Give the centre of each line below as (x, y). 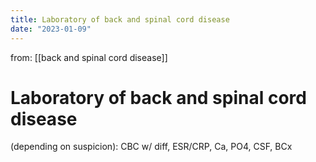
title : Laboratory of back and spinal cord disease (120, 19)
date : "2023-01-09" (51, 29)
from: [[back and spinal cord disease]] (89, 57)
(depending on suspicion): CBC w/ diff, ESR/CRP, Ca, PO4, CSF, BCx (151, 147)
